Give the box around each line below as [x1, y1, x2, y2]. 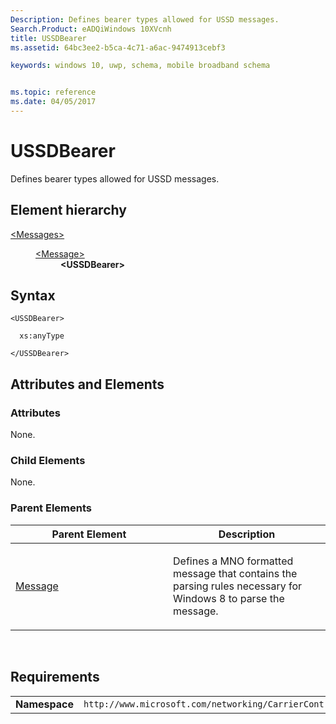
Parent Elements [10, 501, 92, 515]
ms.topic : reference [10, 87, 97, 98]
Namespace [15, 697, 75, 711]
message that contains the [173, 566, 298, 580]
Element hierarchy [10, 202, 127, 219]
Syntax [10, 287, 56, 305]
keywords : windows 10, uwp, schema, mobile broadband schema [10, 61, 271, 71]
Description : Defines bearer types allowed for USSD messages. [10, 14, 280, 25]
